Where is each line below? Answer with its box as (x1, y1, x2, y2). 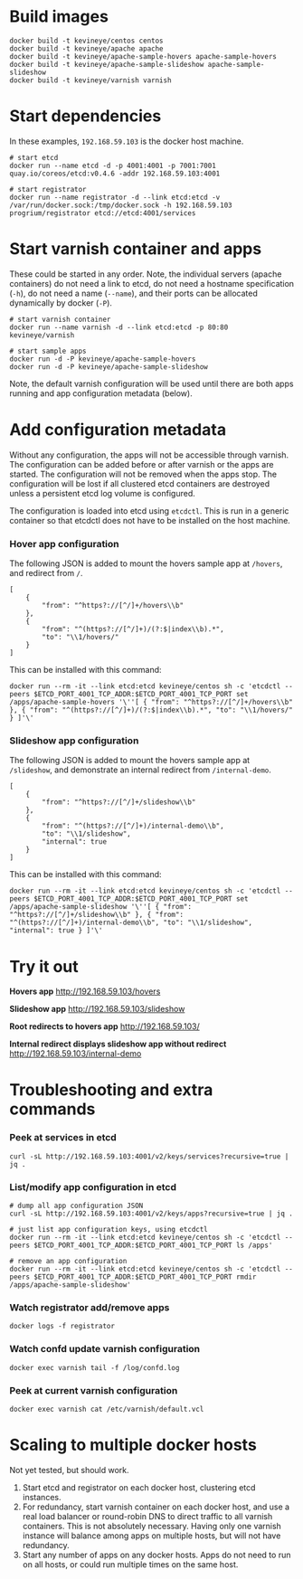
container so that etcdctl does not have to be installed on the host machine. (9, 515, 291, 525)
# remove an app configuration (9, 1257, 128, 1266)
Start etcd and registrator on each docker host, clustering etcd (22, 1481, 256, 1493)
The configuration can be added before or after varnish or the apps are (9, 459, 274, 469)
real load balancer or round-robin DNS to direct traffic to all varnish (22, 1510, 273, 1521)
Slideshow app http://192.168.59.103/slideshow (9, 1004, 185, 1015)
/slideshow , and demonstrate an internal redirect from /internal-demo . (9, 764, 271, 775)
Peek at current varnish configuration (9, 1384, 178, 1396)
